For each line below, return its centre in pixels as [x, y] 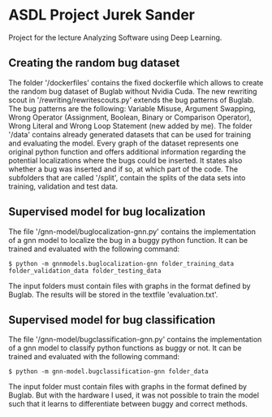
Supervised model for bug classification [112, 320]
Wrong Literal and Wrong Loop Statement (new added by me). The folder [131, 126]
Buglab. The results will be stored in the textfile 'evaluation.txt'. [113, 294]
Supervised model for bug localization [107, 212]
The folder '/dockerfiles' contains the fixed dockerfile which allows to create [136, 82]
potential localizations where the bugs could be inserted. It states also [125, 160]
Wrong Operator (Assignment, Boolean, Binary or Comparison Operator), [130, 117]
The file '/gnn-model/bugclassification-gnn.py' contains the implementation [135, 340]
